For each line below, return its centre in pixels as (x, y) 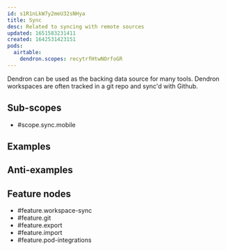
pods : (15, 46)
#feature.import (40, 233)
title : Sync (24, 20)
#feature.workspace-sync (55, 211)
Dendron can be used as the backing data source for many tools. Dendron (113, 79)
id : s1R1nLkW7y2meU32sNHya (46, 14)
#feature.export (40, 225)
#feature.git (34, 218)
